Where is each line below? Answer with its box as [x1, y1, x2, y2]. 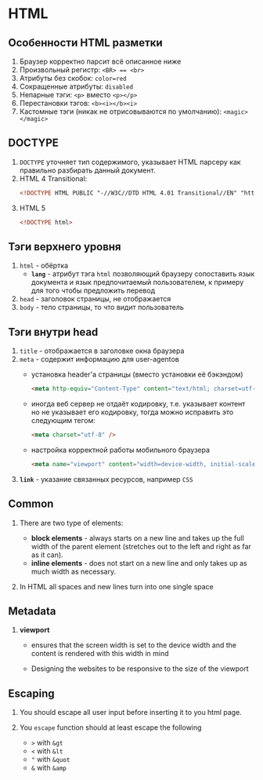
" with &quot [31, 755, 70, 764]
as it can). [31, 550, 64, 559]
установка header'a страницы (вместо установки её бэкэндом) [31, 370, 244, 379]
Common [8, 498, 54, 511]
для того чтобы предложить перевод [31, 286, 155, 295]
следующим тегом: [31, 416, 96, 425]
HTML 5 [19, 203, 46, 213]
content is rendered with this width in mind [31, 649, 170, 658]
